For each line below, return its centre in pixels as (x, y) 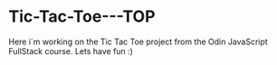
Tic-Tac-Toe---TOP (82, 17)
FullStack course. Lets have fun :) (71, 51)
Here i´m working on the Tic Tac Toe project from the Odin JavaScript (138, 42)
